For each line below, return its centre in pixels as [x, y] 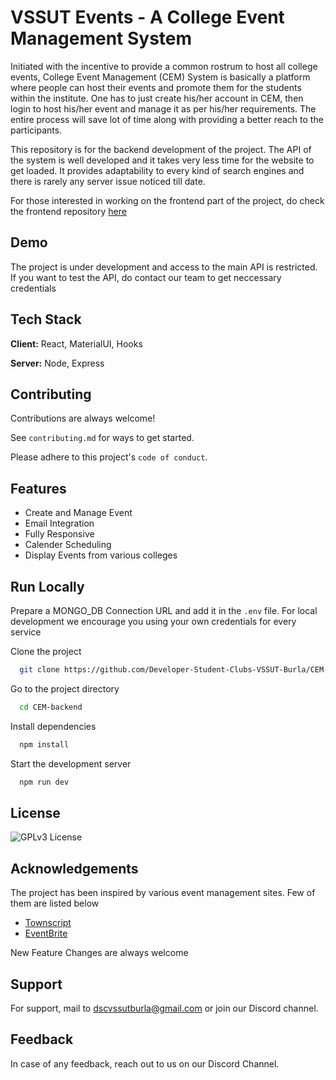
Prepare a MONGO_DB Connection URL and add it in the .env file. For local [164, 610]
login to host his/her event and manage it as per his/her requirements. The [163, 108]
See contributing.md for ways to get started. [102, 438]
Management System [101, 38]
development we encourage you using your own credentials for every [153, 621]
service [26, 632]
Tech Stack [46, 319]
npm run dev [44, 782]
